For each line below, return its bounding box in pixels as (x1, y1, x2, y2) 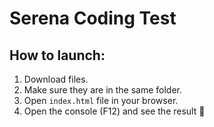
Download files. (23, 73, 89, 85)
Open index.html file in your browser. (23, 95, 179, 106)
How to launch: (9, 47, 106, 64)
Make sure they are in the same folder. (23, 84, 183, 96)
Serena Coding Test (9, 7, 177, 30)
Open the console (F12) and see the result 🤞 (23, 105, 206, 117)
